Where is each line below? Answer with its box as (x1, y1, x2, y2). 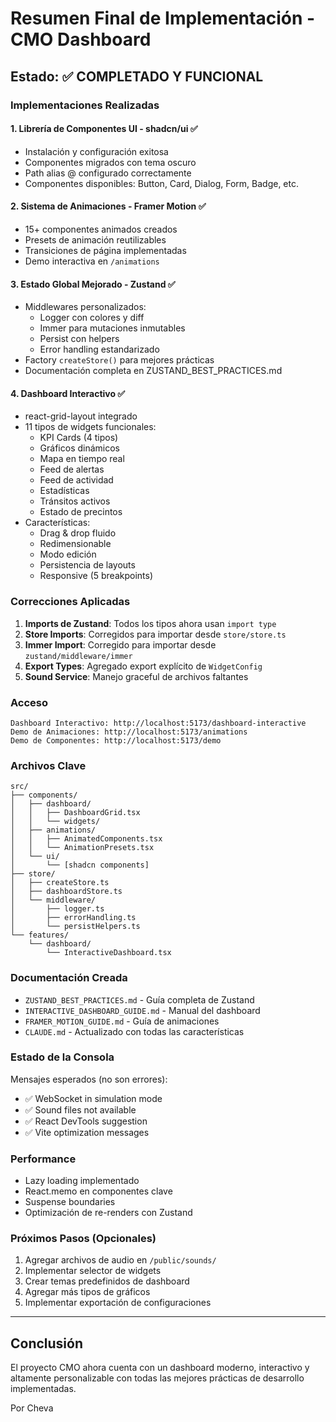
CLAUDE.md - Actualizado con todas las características (24, 1025, 245, 1037)
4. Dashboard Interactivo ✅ (10, 387, 126, 399)
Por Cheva (10, 1402, 54, 1414)
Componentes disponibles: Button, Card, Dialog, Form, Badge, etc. (24, 177, 299, 189)
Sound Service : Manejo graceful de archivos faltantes (24, 670, 249, 682)
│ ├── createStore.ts (10, 878, 110, 888)
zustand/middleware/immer (24, 651, 133, 661)
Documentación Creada (10, 971, 128, 985)
